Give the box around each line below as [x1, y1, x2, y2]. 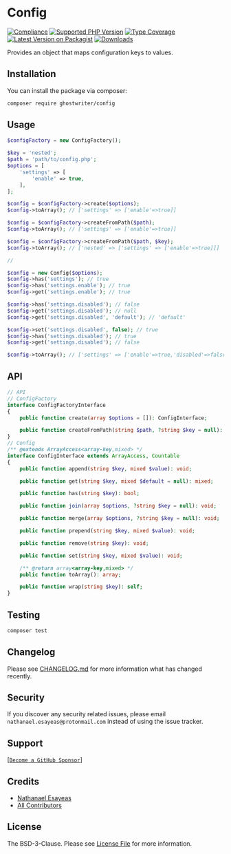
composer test [7, 627, 48, 634]
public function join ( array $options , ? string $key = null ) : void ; [19, 503, 217, 510]
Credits [7, 775, 40, 787]
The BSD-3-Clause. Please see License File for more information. [7, 839, 192, 848]
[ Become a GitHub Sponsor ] [7, 756, 82, 764]
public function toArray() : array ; [19, 571, 122, 578]
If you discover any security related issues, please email [7, 710, 166, 718]
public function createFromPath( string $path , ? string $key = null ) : [19, 427, 223, 434]
